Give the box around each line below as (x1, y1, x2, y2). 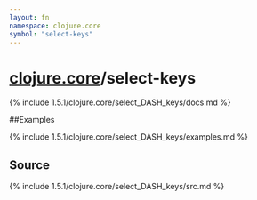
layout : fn (9, 12, 50, 22)
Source (9, 157, 51, 172)
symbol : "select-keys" (9, 29, 93, 38)
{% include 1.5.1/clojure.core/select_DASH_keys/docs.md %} (9, 97, 231, 108)
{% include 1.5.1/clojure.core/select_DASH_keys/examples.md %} (9, 132, 249, 142)
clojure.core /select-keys (9, 68, 197, 88)
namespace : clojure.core (9, 21, 101, 30)
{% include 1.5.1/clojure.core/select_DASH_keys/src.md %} (9, 181, 225, 192)
